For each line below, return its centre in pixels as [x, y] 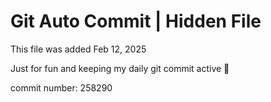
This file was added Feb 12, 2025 [78, 49]
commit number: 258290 [61, 87]
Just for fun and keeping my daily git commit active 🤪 [120, 68]
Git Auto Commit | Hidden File [136, 21]
